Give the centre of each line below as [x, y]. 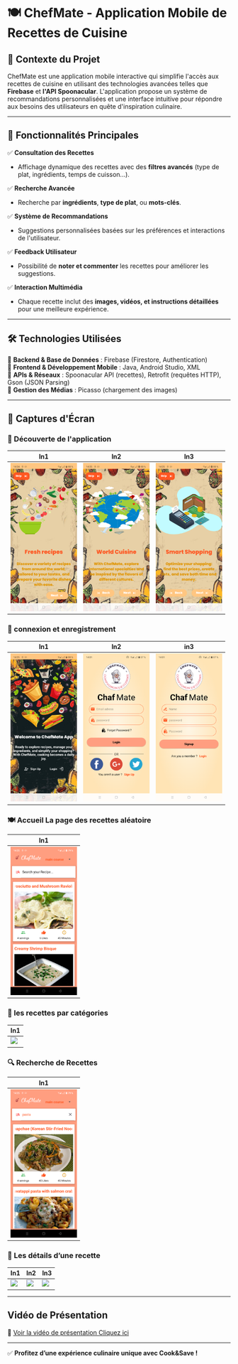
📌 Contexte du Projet [54, 59]
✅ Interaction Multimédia [45, 287]
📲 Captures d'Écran [51, 419]
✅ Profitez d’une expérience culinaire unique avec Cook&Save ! [103, 1353]
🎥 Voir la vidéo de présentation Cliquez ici [68, 1332]
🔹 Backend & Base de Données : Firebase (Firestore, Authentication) [107, 360]
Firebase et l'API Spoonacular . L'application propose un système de [107, 91]
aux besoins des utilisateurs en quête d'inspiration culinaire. [95, 106]
